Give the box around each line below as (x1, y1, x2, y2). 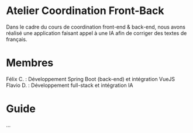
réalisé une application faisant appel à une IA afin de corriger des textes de (6, 29, 187, 36)
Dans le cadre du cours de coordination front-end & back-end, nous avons (6, 23, 186, 30)
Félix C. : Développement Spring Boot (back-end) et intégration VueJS (6, 75, 175, 82)
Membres (6, 57, 54, 69)
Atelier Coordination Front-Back (6, 4, 165, 17)
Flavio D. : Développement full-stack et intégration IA (6, 82, 133, 89)
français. (6, 36, 27, 43)
